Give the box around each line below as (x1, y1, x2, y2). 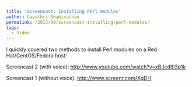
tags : (6, 24, 19, 31)
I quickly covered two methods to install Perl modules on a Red (6, 46, 158, 53)
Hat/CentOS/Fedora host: (6, 52, 67, 59)
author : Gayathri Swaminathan (6, 14, 80, 20)
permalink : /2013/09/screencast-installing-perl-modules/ (6, 19, 150, 25)
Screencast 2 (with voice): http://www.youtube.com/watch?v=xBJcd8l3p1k (6, 63, 186, 70)
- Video (11, 30, 30, 36)
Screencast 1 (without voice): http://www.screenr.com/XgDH (6, 75, 152, 82)
